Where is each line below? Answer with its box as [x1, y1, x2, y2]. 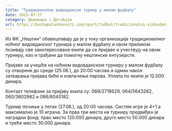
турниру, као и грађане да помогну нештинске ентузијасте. [5, 52, 136, 58]
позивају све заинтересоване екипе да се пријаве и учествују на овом [5, 47, 161, 53]
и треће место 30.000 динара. [5, 120, 72, 126]
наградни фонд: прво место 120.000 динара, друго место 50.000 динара [5, 115, 165, 121]
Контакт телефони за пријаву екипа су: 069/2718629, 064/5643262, [5, 88, 154, 95]
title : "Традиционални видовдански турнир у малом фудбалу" [5, 7, 137, 13]
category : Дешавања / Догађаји [5, 17, 72, 22]
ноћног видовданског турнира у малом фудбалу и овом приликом [5, 41, 151, 48]
